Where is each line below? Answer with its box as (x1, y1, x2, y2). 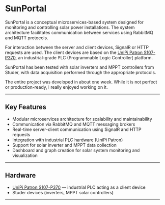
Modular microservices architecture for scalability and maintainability (12, 116, 152, 122)
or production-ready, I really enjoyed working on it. (5, 84, 108, 90)
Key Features (5, 103, 47, 111)
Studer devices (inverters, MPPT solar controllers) (12, 189, 114, 195)
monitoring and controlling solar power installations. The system (5, 24, 135, 30)
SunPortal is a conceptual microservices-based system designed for (5, 19, 144, 25)
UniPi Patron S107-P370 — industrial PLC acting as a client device (12, 184, 146, 190)
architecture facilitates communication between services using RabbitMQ (5, 29, 154, 35)
